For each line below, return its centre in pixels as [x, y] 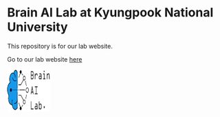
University [37, 27]
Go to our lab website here [45, 59]
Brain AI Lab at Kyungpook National [110, 13]
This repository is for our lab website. [60, 46]
